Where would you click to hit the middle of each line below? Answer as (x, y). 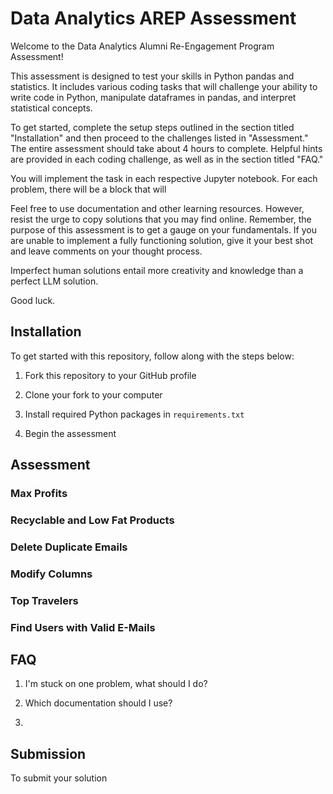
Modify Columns (51, 574)
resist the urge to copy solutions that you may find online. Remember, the (161, 219)
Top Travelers (44, 600)
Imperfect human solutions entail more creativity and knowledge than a (157, 270)
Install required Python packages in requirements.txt (134, 414)
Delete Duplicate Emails (69, 547)
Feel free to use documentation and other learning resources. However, (157, 208)
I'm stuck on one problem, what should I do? (116, 684)
